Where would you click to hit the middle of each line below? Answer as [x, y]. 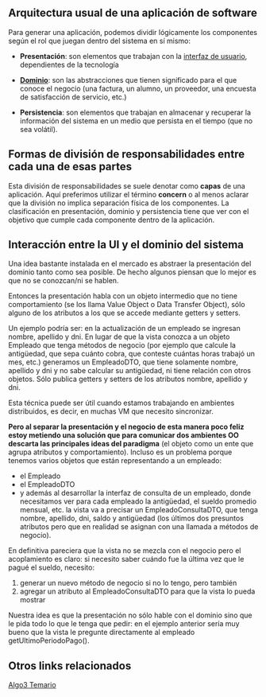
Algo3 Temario [33, 685]
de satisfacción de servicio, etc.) [73, 97]
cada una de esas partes [70, 167]
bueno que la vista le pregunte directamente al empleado [102, 633]
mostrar [33, 600]
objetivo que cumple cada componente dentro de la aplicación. [112, 220]
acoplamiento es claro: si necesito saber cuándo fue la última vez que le [126, 559]
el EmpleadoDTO [47, 485]
